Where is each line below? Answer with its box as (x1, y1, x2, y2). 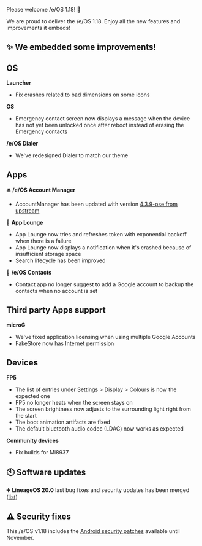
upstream (15, 207, 40, 214)
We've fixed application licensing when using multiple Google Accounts (15, 333, 196, 340)
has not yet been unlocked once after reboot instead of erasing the (15, 122, 184, 129)
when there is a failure (15, 237, 72, 245)
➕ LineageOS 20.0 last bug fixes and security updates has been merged (6, 486, 190, 494)
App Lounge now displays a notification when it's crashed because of (15, 244, 192, 251)
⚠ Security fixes (6, 511, 72, 521)
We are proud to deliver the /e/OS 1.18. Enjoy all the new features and (6, 18, 181, 25)
